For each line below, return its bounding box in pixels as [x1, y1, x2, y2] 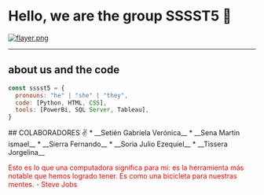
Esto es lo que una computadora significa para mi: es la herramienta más [8, 163, 244, 172]
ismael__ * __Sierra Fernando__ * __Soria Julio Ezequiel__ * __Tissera [8, 139, 228, 149]
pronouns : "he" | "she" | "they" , [15, 91, 128, 99]
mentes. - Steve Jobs [8, 180, 78, 189]
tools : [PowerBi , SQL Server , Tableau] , [15, 106, 149, 114]
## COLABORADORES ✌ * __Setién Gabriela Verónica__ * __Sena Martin [8, 128, 240, 138]
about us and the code [8, 63, 120, 77]
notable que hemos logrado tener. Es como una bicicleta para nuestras [8, 171, 237, 181]
